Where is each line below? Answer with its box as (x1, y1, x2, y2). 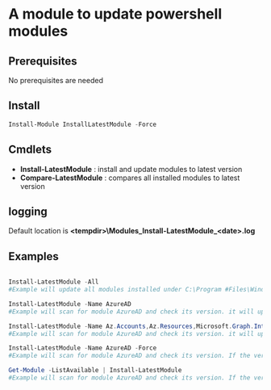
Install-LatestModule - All (8, 278, 99, 287)
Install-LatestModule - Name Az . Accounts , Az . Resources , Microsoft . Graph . (8, 322, 254, 330)
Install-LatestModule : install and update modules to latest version (19, 164, 243, 174)
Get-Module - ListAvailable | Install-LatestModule (8, 367, 182, 375)
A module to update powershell (8, 5, 223, 23)
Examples (8, 250, 59, 263)
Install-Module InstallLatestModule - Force (8, 120, 157, 128)
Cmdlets (8, 143, 52, 157)
